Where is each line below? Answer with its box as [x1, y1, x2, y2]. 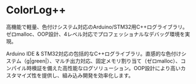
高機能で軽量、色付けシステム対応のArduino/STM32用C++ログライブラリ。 [6, 23, 188, 30]
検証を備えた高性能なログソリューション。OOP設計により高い [31, 64, 181, 71]
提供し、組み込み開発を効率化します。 [42, 72, 134, 79]
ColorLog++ [6, 3, 66, 17]
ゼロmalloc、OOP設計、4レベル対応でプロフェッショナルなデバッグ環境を [6, 30, 185, 38]
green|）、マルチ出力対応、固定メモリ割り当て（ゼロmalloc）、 [31, 57, 181, 64]
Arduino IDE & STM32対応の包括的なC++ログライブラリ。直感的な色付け [6, 50, 181, 57]
